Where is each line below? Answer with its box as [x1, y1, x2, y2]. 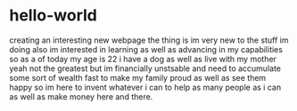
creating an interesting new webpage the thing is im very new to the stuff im [9, 35, 289, 45]
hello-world [9, 5, 98, 26]
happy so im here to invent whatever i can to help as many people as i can [9, 82, 282, 92]
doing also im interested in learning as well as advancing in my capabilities [9, 44, 284, 54]
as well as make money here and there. [9, 91, 153, 102]
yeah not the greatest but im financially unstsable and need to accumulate [9, 63, 282, 74]
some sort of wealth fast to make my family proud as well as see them [9, 72, 267, 83]
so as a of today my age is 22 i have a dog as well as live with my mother [9, 53, 276, 64]
